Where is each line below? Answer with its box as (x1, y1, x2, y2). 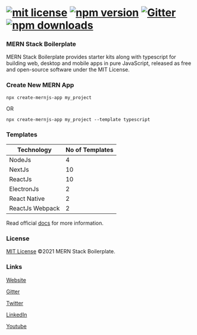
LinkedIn (6, 311, 27, 318)
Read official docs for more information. (6, 219, 104, 227)
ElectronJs (9, 185, 39, 193)
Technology (17, 146, 52, 154)
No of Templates (65, 146, 114, 154)
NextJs (9, 166, 29, 174)
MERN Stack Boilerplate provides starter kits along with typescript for (6, 54, 177, 61)
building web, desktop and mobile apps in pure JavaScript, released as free (6, 60, 192, 67)
